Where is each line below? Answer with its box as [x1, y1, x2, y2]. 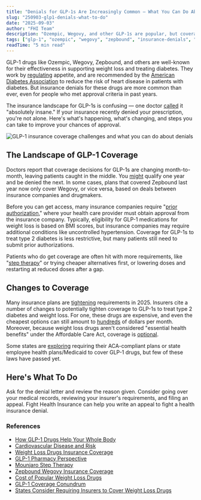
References [6, 422, 41, 431]
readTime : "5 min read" [6, 43, 66, 49]
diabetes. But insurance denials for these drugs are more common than [6, 84, 182, 91]
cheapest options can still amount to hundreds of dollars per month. [6, 318, 173, 325]
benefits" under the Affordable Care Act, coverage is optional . [6, 331, 159, 338]
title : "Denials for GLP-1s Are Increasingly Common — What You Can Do [6, 8, 188, 15]
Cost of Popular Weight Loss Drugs [14, 474, 102, 481]
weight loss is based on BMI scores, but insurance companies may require [6, 222, 190, 229]
